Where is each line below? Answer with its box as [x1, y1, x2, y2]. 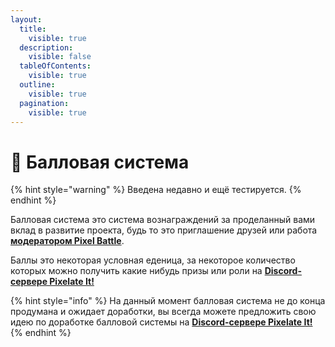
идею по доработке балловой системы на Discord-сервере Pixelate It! [10, 316, 313, 328]
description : [19, 42, 74, 53]
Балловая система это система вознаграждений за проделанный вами [10, 214, 316, 226]
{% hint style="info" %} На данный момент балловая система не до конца [10, 295, 326, 307]
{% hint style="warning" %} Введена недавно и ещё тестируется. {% [10, 184, 302, 196]
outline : [19, 80, 56, 90]
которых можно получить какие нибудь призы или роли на [10, 265, 263, 277]
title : [19, 24, 47, 34]
